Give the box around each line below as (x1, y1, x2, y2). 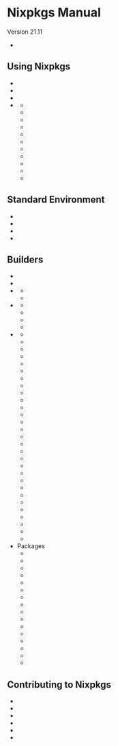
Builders (7, 253, 44, 265)
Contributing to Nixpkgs (7, 679, 111, 690)
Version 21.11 (7, 27, 43, 36)
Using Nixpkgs (7, 60, 70, 73)
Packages (16, 542, 46, 550)
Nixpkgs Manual (7, 5, 101, 21)
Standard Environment (7, 194, 105, 205)
